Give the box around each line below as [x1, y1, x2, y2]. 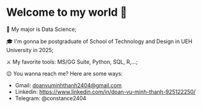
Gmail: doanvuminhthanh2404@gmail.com [15, 81, 122, 89]
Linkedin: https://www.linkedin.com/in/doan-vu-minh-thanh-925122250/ [15, 88, 196, 95]
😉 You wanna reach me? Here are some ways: [6, 70, 123, 77]
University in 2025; [6, 46, 54, 53]
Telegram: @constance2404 [15, 94, 86, 102]
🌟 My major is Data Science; [6, 25, 77, 33]
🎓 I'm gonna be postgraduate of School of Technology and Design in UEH [6, 38, 192, 45]
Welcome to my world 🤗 [6, 5, 128, 19]
